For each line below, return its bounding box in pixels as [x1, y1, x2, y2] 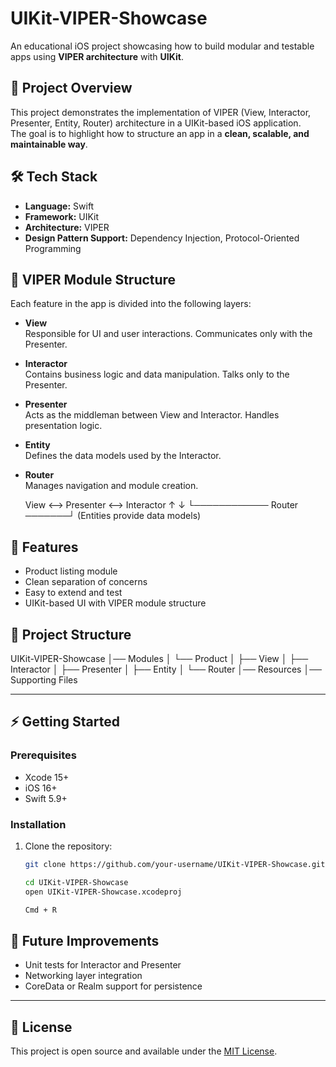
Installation [10, 817, 67, 831]
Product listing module [24, 565, 118, 577]
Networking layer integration [24, 970, 143, 982]
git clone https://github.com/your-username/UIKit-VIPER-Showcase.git [24, 859, 326, 869]
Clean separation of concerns [24, 576, 148, 588]
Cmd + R [24, 905, 57, 915]
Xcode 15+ [24, 771, 70, 783]
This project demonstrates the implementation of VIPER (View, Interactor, [10, 106, 312, 118]
